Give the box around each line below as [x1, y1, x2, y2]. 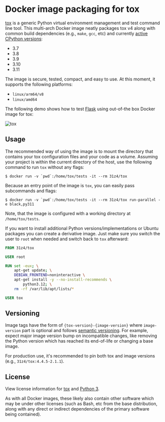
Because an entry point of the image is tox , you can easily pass [5, 182, 135, 188]
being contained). [5, 411, 41, 418]
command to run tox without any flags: [5, 164, 84, 170]
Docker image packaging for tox [5, 3, 140, 15]
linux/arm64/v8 [12, 92, 44, 97]
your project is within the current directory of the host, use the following [5, 159, 152, 165]
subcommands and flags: [5, 188, 57, 194]
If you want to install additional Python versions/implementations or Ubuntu [5, 225, 159, 231]
